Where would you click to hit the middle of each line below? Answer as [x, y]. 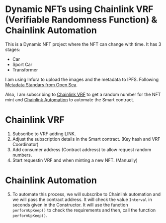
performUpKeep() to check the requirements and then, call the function [84, 210]
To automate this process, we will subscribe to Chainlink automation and [86, 194]
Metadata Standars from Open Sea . [41, 85]
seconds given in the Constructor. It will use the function [70, 205]
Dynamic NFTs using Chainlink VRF [79, 9]
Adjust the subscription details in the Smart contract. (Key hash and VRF [86, 139]
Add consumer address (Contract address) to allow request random [82, 149]
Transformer [25, 70]
